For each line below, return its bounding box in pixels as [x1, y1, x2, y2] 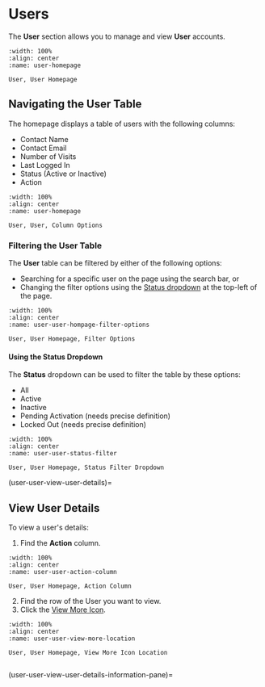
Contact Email [19, 143, 67, 153]
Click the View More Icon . [19, 605, 107, 614]
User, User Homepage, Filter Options [8, 335, 136, 343]
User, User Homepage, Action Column [8, 582, 132, 590]
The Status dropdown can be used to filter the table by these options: [8, 370, 241, 379]
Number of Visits [19, 151, 77, 161]
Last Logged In [19, 160, 70, 170]
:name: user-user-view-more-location [8, 635, 136, 643]
